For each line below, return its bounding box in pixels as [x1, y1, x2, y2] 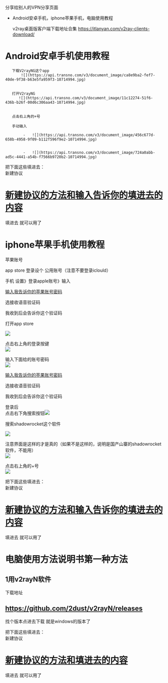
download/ [12, 32, 35, 37]
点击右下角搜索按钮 [5, 410, 45, 416]
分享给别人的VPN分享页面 [5, 5, 58, 10]
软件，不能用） [5, 447, 36, 453]
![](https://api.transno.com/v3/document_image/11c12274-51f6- [18, 95, 153, 100]
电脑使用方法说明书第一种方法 [5, 554, 128, 565]
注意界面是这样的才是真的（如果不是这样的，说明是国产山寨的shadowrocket [5, 441, 161, 447]
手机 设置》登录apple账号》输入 [5, 278, 71, 284]
